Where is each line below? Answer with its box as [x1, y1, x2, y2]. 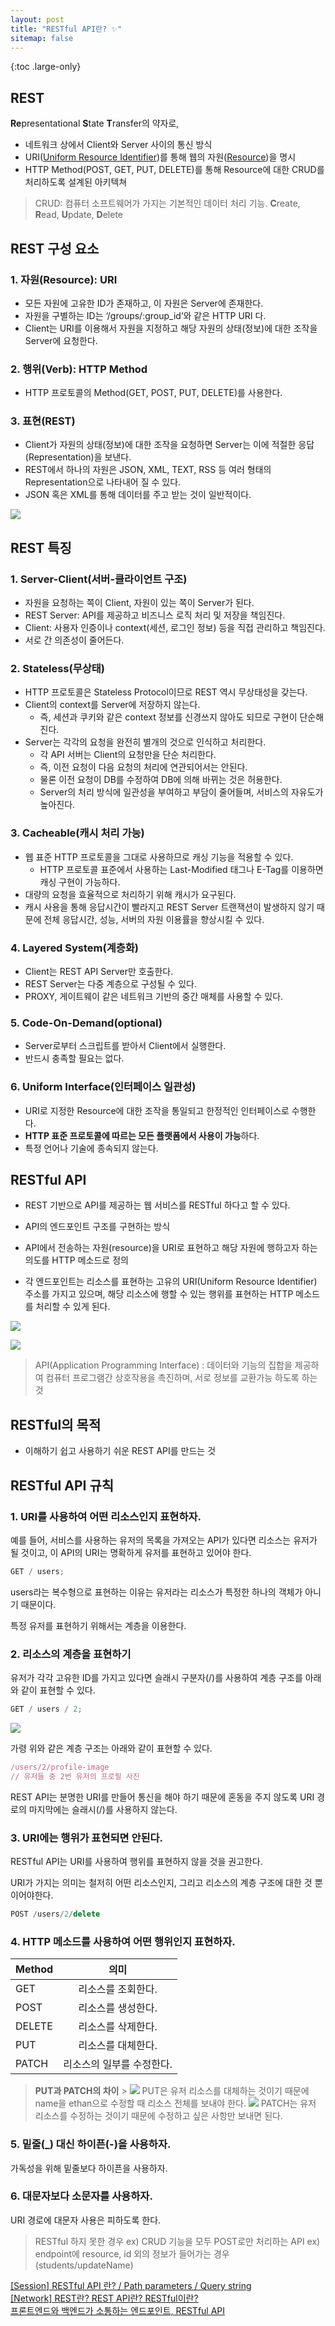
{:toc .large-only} [10, 61, 82, 73]
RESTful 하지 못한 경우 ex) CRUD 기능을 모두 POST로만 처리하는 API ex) [34, 2235, 321, 2247]
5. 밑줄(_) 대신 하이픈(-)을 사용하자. [10, 2137, 172, 2151]
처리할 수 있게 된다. [35, 1301, 111, 1313]
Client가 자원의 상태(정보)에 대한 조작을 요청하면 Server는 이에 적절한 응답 [24, 439, 315, 451]
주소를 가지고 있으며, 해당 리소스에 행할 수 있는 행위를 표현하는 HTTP [24, 1288, 294, 1300]
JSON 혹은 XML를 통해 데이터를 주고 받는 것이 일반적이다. [24, 489, 252, 501]
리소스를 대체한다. [78, 2039, 158, 2053]
